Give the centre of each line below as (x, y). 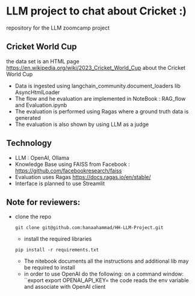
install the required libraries (58, 239)
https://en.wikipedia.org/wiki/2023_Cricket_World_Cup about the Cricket (96, 68)
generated (28, 118)
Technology (29, 143)
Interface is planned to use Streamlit (60, 183)
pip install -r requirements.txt (57, 250)
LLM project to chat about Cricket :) (97, 11)
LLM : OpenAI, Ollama (42, 157)
